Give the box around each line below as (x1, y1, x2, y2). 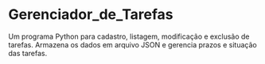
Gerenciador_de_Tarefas (8, 6, 173, 24)
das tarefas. (8, 48, 48, 58)
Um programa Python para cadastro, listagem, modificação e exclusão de (8, 32, 250, 41)
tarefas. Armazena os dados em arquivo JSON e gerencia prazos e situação (8, 40, 257, 49)
